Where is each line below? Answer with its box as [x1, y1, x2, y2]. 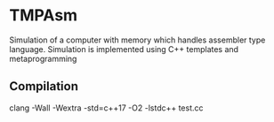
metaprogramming [9, 53, 77, 64]
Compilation [9, 79, 78, 94]
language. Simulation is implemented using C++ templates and [9, 43, 238, 54]
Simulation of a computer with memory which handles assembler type [9, 34, 266, 45]
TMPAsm [9, 5, 78, 26]
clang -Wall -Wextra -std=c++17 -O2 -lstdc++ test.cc [9, 103, 204, 113]
